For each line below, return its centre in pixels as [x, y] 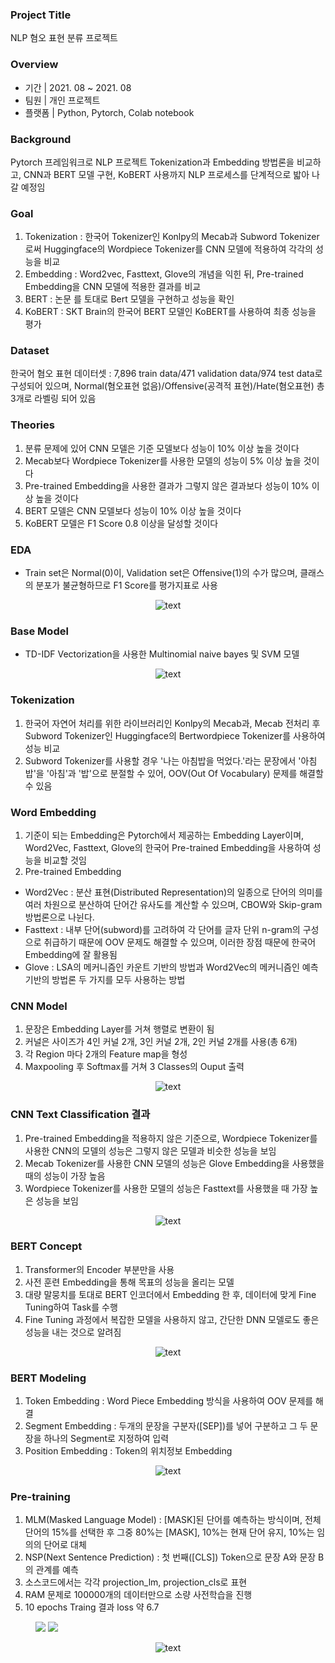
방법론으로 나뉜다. [59, 917]
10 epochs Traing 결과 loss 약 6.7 [92, 1607]
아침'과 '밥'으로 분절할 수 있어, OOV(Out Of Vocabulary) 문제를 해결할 [186, 773]
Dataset [30, 351]
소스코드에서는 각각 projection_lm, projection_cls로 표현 [136, 1582]
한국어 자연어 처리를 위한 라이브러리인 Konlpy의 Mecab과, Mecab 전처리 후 [172, 723]
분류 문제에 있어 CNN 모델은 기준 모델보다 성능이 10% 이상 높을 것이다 [162, 448]
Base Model [39, 631]
